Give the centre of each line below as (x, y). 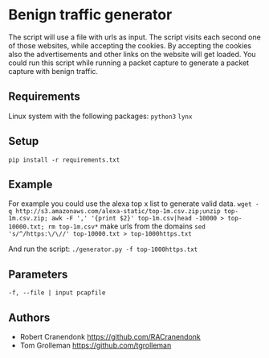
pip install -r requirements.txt (64, 160)
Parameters (38, 274)
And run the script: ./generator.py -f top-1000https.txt (103, 249)
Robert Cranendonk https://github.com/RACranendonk (110, 337)
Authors (29, 317)
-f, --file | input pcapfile (57, 293)
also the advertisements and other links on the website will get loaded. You (132, 54)
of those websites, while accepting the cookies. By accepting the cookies (130, 45)
